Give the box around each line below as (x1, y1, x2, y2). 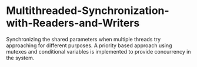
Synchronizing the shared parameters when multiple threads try (6, 36, 161, 43)
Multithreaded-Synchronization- (6, 4, 169, 17)
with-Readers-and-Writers (6, 16, 140, 30)
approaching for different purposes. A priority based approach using (6, 42, 172, 49)
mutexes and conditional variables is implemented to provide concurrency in (6, 48, 191, 55)
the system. (6, 54, 35, 61)
